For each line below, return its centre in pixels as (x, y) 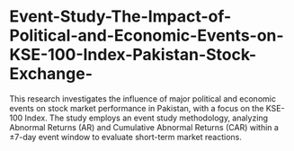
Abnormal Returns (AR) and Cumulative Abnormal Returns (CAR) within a (144, 127)
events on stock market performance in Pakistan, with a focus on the (137, 108)
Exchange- (51, 74)
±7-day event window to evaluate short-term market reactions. (126, 137)
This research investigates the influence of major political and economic (143, 98)
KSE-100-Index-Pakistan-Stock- (133, 55)
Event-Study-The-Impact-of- (120, 17)
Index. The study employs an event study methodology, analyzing (146, 118)
